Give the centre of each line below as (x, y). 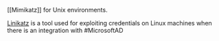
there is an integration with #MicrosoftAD (65, 30)
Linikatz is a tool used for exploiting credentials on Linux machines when (110, 23)
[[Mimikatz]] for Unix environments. (57, 10)
